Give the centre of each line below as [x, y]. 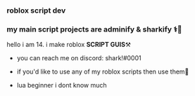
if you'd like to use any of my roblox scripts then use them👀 [103, 71]
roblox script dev [36, 11]
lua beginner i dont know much [62, 85]
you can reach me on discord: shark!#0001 [79, 58]
